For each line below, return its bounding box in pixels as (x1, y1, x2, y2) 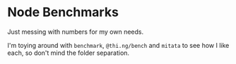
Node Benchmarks (7, 4, 119, 20)
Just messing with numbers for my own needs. (7, 27, 143, 36)
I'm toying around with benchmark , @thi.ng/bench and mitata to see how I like (7, 41, 230, 49)
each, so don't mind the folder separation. (7, 49, 129, 57)
